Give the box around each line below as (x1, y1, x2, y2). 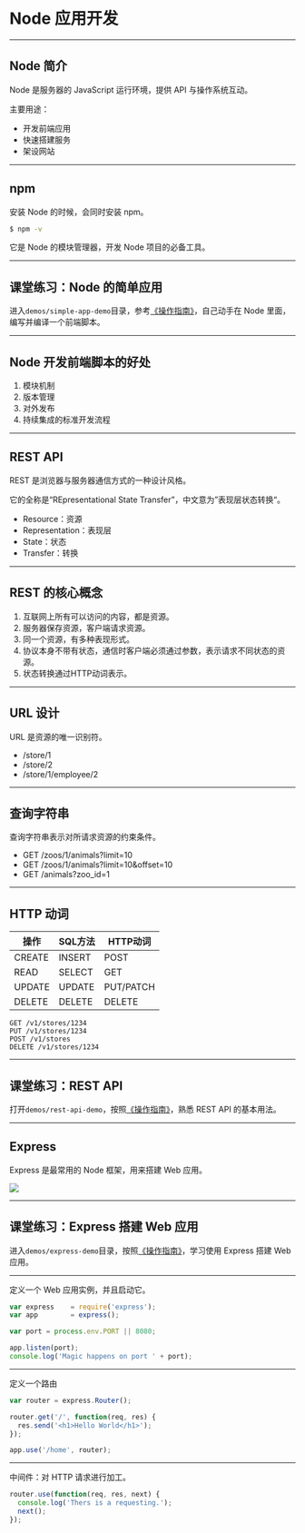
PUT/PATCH (103, 981, 156, 994)
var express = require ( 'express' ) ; (9, 1302, 156, 1311)
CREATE (14, 951, 50, 964)
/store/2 (22, 759, 53, 770)
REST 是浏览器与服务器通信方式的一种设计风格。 (9, 474, 192, 486)
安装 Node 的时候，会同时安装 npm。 (9, 206, 149, 217)
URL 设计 (9, 706, 61, 721)
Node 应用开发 (9, 8, 119, 29)
